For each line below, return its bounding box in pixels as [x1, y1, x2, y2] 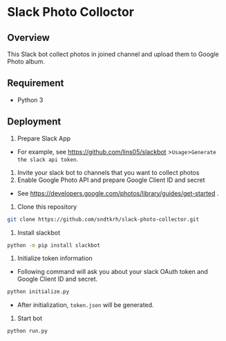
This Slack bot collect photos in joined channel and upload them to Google [7, 50, 219, 58]
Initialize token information [17, 254, 93, 263]
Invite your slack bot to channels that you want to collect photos [17, 168, 200, 176]
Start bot [17, 314, 43, 322]
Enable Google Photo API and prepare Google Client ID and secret [17, 176, 205, 184]
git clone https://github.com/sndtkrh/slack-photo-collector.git [7, 216, 199, 223]
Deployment [7, 116, 62, 128]
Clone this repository [17, 202, 77, 211]
